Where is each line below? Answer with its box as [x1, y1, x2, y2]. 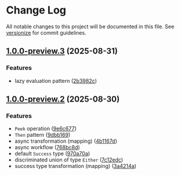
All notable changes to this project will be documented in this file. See [6, 23, 175, 30]
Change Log [6, 4, 66, 17]
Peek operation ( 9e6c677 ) [14, 125, 77, 132]
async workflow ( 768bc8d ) [14, 144, 80, 151]
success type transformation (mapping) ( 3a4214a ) [14, 163, 137, 170]
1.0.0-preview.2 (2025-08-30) [6, 95, 120, 105]
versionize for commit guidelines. [6, 29, 87, 36]
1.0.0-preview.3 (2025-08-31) [6, 46, 118, 56]
